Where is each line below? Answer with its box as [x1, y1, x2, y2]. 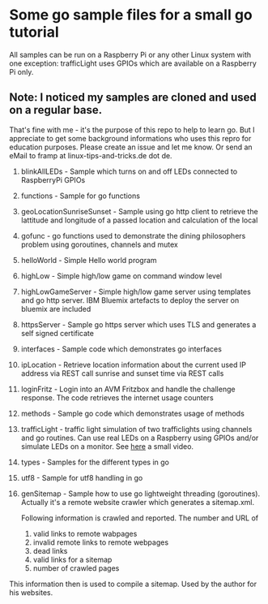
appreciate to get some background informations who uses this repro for [9, 133, 252, 143]
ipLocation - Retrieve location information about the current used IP [20, 360, 246, 369]
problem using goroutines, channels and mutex [20, 239, 179, 249]
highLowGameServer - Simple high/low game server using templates [20, 287, 252, 296]
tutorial [9, 23, 59, 41]
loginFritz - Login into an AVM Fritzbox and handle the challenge [20, 384, 236, 394]
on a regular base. [9, 103, 103, 117]
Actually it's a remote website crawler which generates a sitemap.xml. [20, 497, 254, 507]
